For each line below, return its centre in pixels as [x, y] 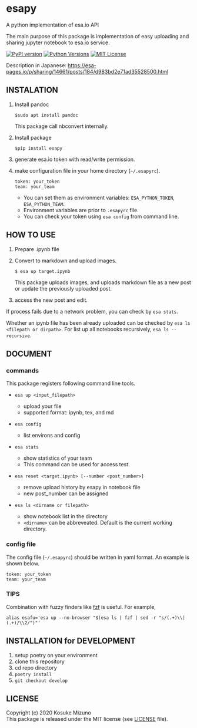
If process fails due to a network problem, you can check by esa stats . [92, 311]
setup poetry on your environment [56, 655]
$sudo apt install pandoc [46, 115]
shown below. [23, 563]
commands [23, 370]
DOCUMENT [29, 353]
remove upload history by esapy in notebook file [82, 487]
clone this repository [39, 661]
